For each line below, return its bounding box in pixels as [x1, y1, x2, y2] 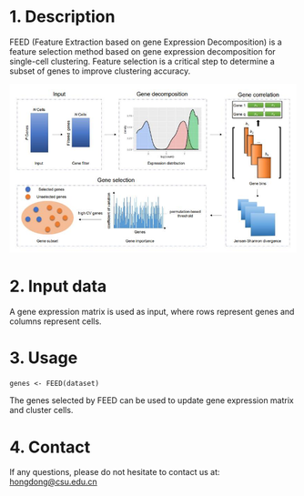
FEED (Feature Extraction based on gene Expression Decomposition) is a [9, 36, 282, 47]
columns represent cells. [9, 316, 102, 327]
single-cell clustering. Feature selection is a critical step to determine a [9, 56, 275, 66]
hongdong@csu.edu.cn [9, 476, 97, 488]
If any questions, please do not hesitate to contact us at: [9, 467, 220, 478]
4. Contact [9, 437, 91, 457]
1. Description [9, 6, 116, 27]
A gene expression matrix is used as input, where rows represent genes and [9, 306, 295, 317]
